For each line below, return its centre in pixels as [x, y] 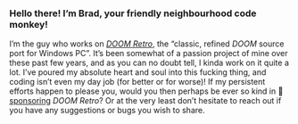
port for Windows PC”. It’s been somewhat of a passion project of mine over [149, 54]
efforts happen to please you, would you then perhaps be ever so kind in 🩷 [146, 91]
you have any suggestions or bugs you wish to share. [107, 111]
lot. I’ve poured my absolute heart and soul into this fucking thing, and [138, 72]
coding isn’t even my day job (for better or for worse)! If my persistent [137, 82]
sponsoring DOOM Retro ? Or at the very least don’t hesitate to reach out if [145, 101]
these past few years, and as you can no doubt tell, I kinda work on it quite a [149, 63]
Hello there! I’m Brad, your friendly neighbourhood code [133, 13]
